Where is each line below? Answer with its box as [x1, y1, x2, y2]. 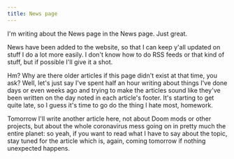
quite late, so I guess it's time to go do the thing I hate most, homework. [7, 100, 213, 109]
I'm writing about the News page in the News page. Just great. [7, 29, 187, 38]
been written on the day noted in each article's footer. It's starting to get [7, 93, 214, 102]
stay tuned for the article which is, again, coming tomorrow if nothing [7, 137, 206, 145]
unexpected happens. [7, 144, 71, 152]
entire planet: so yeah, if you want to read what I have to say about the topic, [7, 129, 228, 137]
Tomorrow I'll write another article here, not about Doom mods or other [7, 114, 212, 123]
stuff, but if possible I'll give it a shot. [7, 57, 113, 66]
